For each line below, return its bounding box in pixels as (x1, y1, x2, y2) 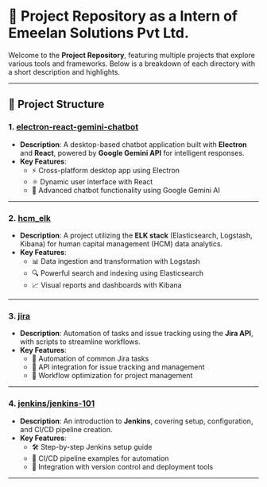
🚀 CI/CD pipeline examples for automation (31, 453, 169, 463)
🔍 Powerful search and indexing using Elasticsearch (31, 268, 204, 277)
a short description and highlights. (8, 67, 121, 76)
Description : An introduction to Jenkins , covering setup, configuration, (19, 416, 253, 426)
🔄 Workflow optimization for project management (31, 371, 193, 381)
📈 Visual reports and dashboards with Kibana (31, 280, 182, 289)
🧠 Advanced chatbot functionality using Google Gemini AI (31, 185, 220, 195)
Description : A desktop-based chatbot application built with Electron (19, 139, 248, 149)
